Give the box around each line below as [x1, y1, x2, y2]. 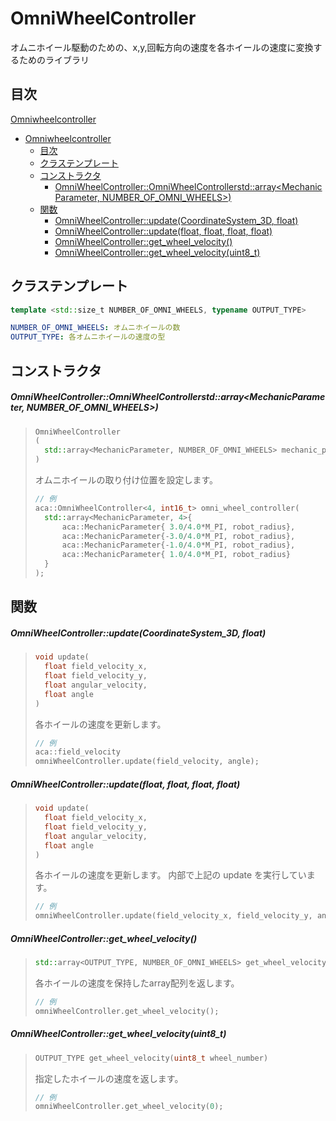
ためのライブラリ [18, 53, 90, 66]
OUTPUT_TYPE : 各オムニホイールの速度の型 [10, 332, 166, 342]
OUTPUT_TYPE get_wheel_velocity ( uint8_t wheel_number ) [34, 1053, 269, 1063]
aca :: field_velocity [34, 747, 121, 757]
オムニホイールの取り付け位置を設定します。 [34, 474, 218, 486]
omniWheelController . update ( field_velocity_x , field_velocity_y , [34, 911, 313, 921]
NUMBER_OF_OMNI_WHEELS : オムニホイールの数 [10, 323, 181, 333]
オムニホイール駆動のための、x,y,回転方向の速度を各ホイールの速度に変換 [10, 41, 314, 53]
